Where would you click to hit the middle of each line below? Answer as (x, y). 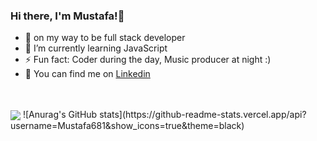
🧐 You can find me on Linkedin (87, 74)
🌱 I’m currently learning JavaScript (96, 48)
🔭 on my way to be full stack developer (105, 38)
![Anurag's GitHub (60, 115)
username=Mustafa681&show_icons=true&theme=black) (127, 126)
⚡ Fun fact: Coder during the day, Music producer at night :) (148, 60)
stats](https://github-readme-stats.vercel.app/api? (203, 115)
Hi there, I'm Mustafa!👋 (67, 16)
